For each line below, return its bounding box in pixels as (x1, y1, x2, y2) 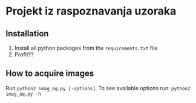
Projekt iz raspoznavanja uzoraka (5, 4, 177, 18)
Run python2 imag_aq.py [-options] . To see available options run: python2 (5, 84, 191, 91)
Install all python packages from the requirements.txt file (14, 44, 158, 51)
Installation (5, 28, 49, 39)
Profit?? (14, 51, 34, 58)
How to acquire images (5, 68, 94, 79)
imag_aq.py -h (5, 91, 42, 97)
